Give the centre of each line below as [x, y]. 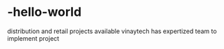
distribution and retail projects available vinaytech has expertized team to [112, 31]
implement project [33, 38]
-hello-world [45, 12]
